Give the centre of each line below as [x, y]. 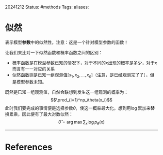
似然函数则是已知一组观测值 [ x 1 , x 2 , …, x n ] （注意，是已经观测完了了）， [81, 75]
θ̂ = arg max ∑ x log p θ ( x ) [81, 122]
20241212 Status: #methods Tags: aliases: [47, 7]
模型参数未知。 [31, 82]
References [29, 147]
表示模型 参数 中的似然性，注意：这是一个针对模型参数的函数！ [67, 42]
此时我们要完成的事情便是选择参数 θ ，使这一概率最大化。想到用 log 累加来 [78, 108]
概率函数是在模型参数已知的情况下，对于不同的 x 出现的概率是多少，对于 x [85, 63]
